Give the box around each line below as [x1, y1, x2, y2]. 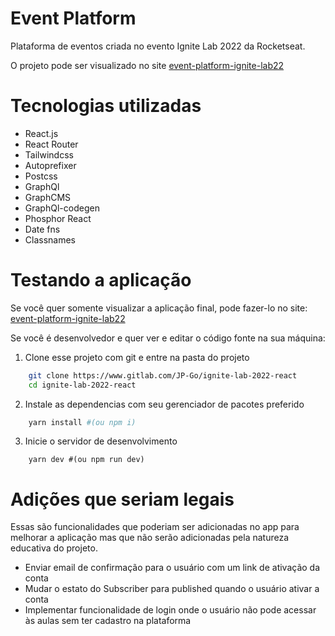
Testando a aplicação [10, 269, 192, 292]
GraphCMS [24, 191, 72, 203]
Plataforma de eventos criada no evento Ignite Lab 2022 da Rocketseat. [10, 40, 306, 52]
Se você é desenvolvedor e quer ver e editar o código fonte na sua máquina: [10, 332, 326, 344]
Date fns [24, 223, 61, 235]
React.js [24, 127, 59, 139]
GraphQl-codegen [24, 202, 100, 214]
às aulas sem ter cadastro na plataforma [24, 615, 192, 627]
